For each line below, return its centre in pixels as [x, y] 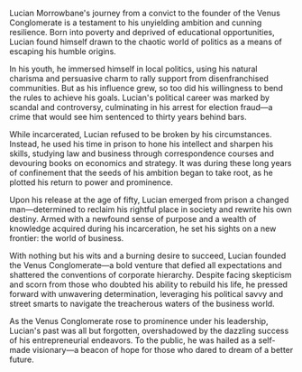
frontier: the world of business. [67, 238]
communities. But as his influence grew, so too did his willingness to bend [146, 88]
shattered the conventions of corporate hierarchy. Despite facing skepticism [151, 275]
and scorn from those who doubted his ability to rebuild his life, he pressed [149, 284]
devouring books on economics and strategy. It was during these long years [151, 163]
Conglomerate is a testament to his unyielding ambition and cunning [136, 23]
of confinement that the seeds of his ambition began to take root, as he [141, 172]
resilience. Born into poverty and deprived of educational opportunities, [142, 32]
